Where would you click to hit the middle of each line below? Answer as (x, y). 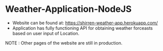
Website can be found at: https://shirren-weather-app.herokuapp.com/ (85, 23)
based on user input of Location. (46, 33)
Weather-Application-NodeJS (69, 9)
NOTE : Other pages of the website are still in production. (64, 43)
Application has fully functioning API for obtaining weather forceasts (82, 28)
